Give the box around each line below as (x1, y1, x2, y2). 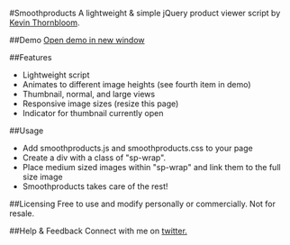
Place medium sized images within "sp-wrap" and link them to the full (22, 162, 281, 172)
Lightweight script (22, 69, 90, 80)
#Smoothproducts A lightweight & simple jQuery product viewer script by (9, 8, 281, 18)
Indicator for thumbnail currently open (22, 108, 164, 118)
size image (22, 171, 63, 182)
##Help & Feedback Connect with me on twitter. (9, 225, 187, 236)
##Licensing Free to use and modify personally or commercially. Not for (9, 198, 276, 209)
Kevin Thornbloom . (9, 17, 80, 28)
